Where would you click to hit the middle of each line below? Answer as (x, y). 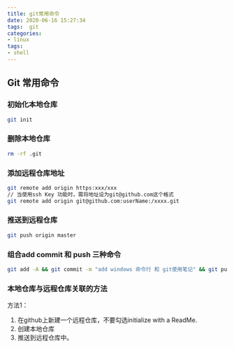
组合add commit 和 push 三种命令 (64, 254)
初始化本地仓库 (32, 104)
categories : (24, 33)
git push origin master (42, 235)
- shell (19, 53)
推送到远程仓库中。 (45, 337)
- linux (19, 40)
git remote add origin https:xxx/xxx (62, 188)
